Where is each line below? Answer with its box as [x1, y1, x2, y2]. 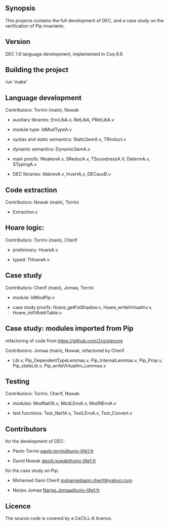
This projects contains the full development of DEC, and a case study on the [5, 17, 164, 23]
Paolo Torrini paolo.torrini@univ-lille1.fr [12, 448, 94, 454]
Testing [5, 377, 30, 386]
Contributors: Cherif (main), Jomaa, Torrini [5, 284, 94, 291]
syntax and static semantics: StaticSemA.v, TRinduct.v [12, 136, 126, 142]
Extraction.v [12, 209, 38, 215]
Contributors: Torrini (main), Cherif [5, 237, 77, 243]
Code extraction [5, 185, 57, 194]
